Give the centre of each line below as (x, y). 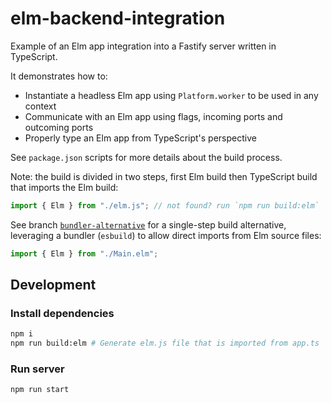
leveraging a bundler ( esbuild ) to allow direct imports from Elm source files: (166, 235)
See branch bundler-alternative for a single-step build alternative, (148, 224)
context (40, 106)
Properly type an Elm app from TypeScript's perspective (140, 138)
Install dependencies (62, 313)
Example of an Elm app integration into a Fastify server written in (143, 46)
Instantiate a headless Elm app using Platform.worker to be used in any (171, 95)
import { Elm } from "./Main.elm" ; (84, 253)
